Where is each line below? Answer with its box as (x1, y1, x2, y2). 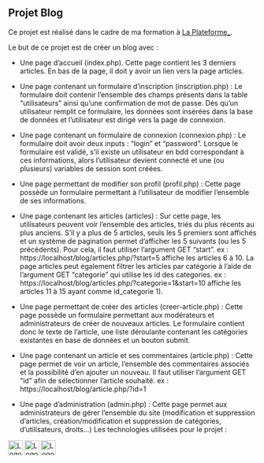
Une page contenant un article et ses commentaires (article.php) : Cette (19, 350, 254, 360)
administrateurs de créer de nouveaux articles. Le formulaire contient (19, 319, 245, 328)
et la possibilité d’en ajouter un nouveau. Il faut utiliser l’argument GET (19, 367, 247, 377)
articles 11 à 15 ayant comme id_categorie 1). (19, 286, 163, 296)
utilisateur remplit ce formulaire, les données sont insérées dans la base (19, 106, 254, 116)
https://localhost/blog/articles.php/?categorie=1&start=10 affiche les (19, 278, 242, 287)
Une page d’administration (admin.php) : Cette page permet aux (19, 399, 228, 409)
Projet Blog (8, 6, 64, 20)
